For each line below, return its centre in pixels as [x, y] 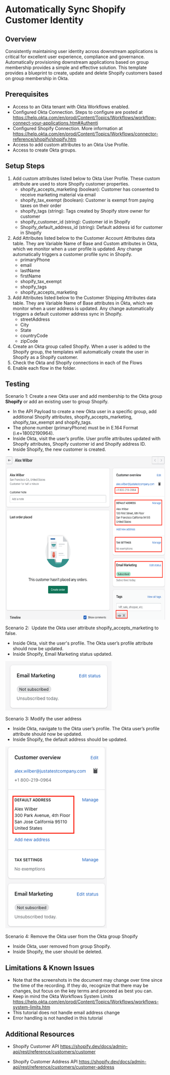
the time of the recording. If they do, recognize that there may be [80, 986]
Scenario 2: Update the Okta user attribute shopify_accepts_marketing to [82, 628]
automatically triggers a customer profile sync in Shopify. [72, 254]
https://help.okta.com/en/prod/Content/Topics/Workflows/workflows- [86, 1002]
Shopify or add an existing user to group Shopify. [57, 402]
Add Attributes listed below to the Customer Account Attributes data [84, 238]
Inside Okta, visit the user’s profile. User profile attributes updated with [87, 439]
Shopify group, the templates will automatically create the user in [80, 352]
